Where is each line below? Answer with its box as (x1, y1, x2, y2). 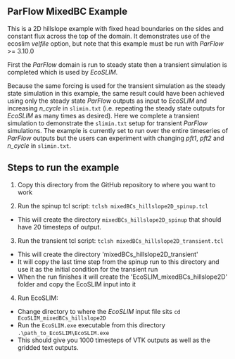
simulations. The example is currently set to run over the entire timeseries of (7, 126, 229, 134)
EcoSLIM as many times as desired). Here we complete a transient (7, 111, 200, 120)
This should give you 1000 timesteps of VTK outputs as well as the (17, 336, 211, 344)
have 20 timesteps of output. (17, 222, 102, 231)
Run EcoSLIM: (17, 294, 58, 302)
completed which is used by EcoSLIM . (7, 68, 118, 76)
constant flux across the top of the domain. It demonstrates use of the (7, 32, 210, 40)
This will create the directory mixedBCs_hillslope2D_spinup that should (17, 215, 222, 224)
